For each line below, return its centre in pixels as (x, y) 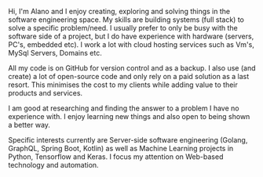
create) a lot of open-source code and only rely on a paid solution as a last (129, 76)
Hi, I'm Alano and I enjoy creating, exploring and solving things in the (119, 11)
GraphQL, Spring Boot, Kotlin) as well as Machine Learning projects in (121, 148)
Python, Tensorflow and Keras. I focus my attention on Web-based (116, 157)
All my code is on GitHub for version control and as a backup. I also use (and (132, 68)
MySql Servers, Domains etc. (55, 53)
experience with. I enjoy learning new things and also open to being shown (129, 116)
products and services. (46, 93)
